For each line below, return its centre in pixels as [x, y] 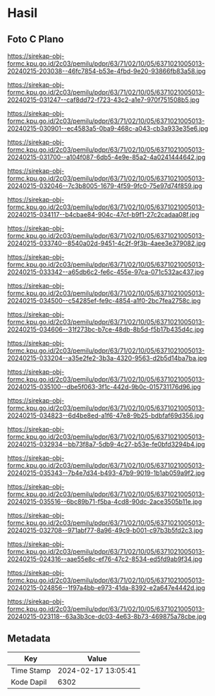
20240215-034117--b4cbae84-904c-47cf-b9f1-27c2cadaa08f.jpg [103, 214]
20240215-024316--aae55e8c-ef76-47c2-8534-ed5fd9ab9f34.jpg [105, 559]
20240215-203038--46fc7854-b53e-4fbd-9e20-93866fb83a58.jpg [106, 71]
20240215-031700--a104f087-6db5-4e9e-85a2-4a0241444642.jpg [106, 157]
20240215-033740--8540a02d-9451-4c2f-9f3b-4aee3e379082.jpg [106, 243]
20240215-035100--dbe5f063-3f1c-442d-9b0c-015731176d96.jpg [104, 387]
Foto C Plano [36, 39]
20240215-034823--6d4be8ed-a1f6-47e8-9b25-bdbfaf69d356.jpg [106, 415]
